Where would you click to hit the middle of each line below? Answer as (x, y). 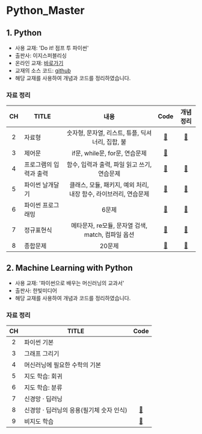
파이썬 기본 (39, 342)
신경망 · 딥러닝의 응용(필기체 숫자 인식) (75, 410)
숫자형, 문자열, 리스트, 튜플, (103, 133)
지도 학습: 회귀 (43, 376)
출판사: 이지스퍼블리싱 (41, 55)
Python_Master (46, 11)
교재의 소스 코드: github (43, 71)
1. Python (24, 33)
